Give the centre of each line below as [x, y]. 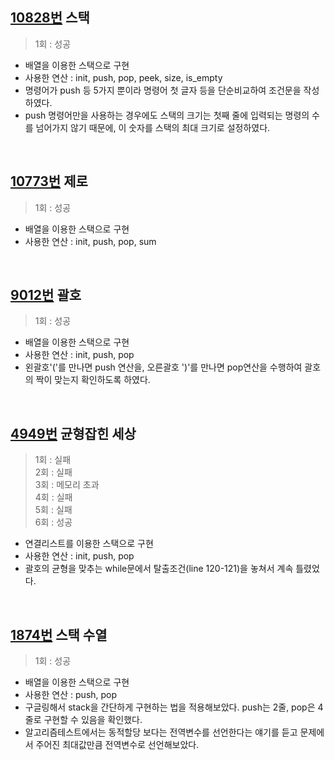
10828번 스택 [50, 18]
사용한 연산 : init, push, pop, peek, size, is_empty [123, 77]
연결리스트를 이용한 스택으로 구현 [89, 544]
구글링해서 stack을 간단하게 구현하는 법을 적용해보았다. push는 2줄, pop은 [170, 707]
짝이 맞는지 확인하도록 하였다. [93, 380]
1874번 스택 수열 [59, 634]
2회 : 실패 [53, 472]
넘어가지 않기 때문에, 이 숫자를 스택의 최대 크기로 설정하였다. [153, 127]
